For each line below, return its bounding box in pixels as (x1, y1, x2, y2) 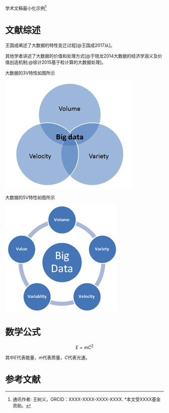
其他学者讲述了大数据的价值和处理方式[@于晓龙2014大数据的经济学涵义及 (5, 53, 158, 59)
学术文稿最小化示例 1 (5, 5, 47, 11)
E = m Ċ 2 (75, 343, 94, 350)
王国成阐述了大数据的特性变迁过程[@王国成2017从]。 (5, 42, 115, 48)
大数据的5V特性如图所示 (5, 194, 55, 200)
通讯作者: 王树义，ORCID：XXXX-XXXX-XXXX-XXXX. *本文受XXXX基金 (12, 396, 161, 402)
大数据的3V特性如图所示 (5, 70, 55, 76)
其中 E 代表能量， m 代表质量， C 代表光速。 (5, 355, 90, 361)
